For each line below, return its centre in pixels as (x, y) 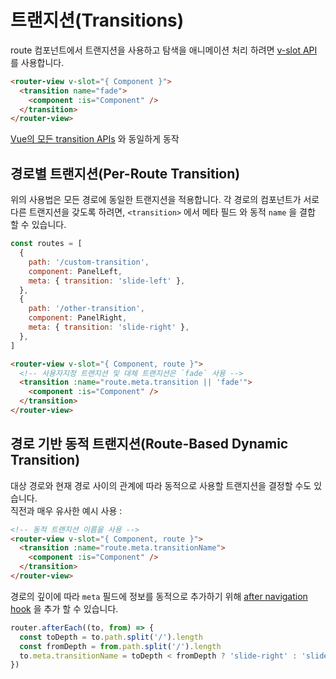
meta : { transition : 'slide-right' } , (109, 327)
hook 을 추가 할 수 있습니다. (64, 608)
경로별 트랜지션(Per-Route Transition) (125, 173)
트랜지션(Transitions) (97, 20)
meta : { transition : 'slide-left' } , (107, 281)
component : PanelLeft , (75, 271)
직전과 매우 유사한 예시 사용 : (66, 510)
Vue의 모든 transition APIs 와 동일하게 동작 (95, 139)
